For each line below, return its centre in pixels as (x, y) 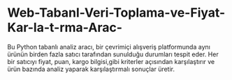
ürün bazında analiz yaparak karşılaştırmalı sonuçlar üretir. (91, 69)
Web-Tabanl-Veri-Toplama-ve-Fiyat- (116, 13)
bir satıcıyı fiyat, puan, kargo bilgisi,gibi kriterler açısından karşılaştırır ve (111, 61)
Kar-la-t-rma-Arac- (65, 27)
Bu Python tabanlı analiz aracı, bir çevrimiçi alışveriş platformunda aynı (109, 47)
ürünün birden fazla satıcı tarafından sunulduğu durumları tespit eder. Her (113, 54)
